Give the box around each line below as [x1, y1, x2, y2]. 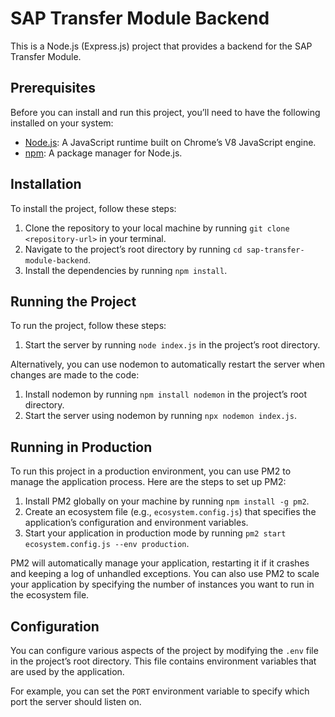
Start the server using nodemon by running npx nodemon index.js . [24, 410, 297, 422]
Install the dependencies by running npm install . [24, 264, 228, 276]
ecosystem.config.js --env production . [24, 538, 190, 550]
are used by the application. [10, 666, 125, 677]
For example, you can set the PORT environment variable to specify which [10, 685, 310, 697]
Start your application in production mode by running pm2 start [24, 527, 287, 539]
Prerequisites [10, 80, 96, 97]
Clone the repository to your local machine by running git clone [24, 222, 290, 234]
